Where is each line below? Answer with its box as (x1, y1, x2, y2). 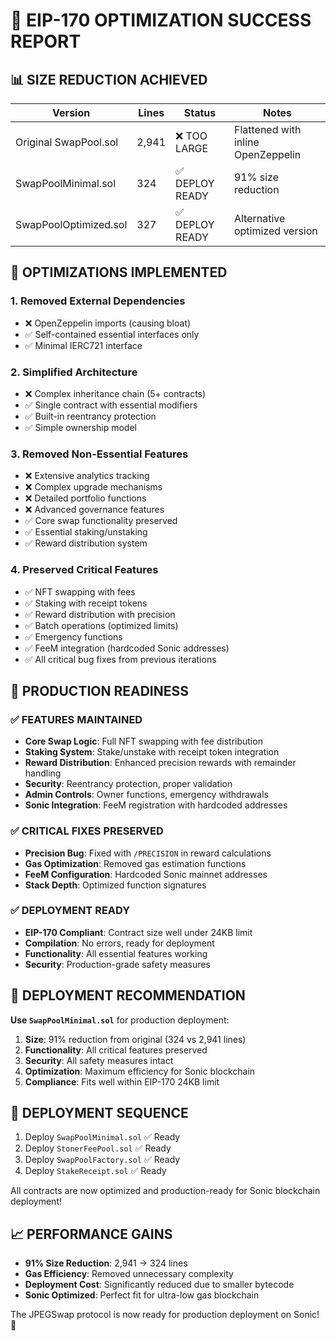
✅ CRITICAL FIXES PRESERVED (10, 824, 164, 838)
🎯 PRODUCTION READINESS (10, 682, 190, 699)
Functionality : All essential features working (24, 947, 208, 959)
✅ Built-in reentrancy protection (24, 410, 157, 422)
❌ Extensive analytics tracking (24, 470, 150, 482)
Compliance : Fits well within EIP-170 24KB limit (24, 1075, 220, 1088)
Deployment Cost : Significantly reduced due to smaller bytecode (24, 1279, 295, 1291)
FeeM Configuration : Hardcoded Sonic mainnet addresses (24, 868, 268, 880)
